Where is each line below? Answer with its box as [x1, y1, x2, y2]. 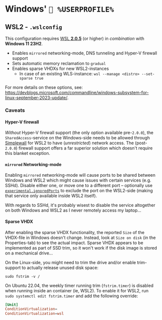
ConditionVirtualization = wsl [5, 311, 64, 316]
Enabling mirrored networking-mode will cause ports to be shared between [5, 172, 156, 178]
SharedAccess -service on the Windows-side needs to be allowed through [5, 135, 150, 141]
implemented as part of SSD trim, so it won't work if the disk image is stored [5, 245, 157, 251]
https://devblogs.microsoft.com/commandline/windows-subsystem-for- [5, 90, 149, 95]
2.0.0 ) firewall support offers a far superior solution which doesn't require [5, 145, 153, 151]
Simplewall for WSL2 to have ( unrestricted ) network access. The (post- [5, 140, 147, 146]
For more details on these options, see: [5, 84, 83, 90]
